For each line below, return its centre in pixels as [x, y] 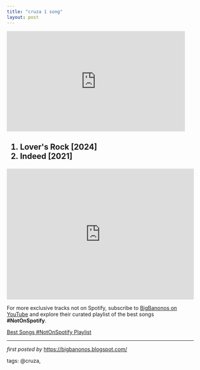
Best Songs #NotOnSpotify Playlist [49, 332]
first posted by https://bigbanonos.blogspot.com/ [67, 349]
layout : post [23, 17]
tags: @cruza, [24, 360]
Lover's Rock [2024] [58, 147]
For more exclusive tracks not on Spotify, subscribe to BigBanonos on [92, 308]
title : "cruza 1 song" [35, 12]
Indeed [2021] [46, 156]
